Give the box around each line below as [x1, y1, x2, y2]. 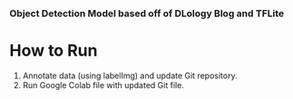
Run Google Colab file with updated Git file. [22, 79, 184, 90]
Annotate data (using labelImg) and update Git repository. [22, 70, 238, 81]
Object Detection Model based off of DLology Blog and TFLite [9, 7, 285, 20]
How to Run [9, 40, 98, 61]
